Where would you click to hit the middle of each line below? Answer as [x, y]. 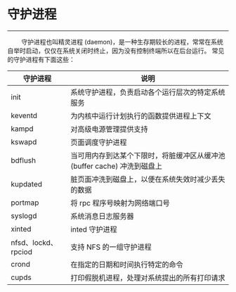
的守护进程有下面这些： [41, 59]
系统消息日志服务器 [102, 216]
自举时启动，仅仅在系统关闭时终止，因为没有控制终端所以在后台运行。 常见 [116, 51]
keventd [24, 115]
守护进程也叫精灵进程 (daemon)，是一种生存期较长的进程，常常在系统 [122, 42]
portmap [25, 203]
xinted [21, 229]
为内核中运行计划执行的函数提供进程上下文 [140, 115]
